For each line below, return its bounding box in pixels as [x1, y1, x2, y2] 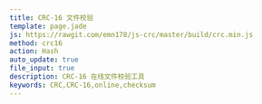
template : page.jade [9, 22, 88, 31]
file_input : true [9, 64, 75, 73]
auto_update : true [9, 55, 79, 64]
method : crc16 [9, 38, 63, 48]
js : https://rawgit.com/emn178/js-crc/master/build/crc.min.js [9, 30, 254, 39]
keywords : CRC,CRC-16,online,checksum [9, 80, 156, 90]
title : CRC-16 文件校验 [9, 13, 93, 23]
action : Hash [9, 47, 59, 56]
